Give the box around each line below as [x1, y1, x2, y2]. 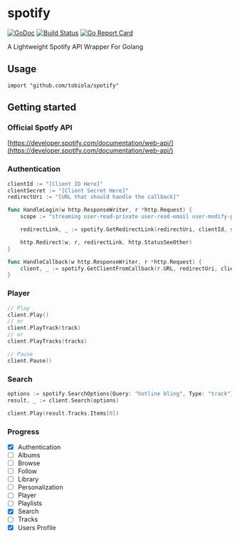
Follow [17, 467, 38, 475]
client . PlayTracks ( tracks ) [7, 338, 87, 345]
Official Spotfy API [7, 123, 73, 133]
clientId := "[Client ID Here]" [7, 180, 103, 187]
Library [17, 475, 39, 484]
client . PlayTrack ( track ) [7, 324, 81, 332]
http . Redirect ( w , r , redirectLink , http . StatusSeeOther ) [20, 239, 193, 246]
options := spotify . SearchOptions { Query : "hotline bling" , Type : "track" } [7, 390, 234, 397]
